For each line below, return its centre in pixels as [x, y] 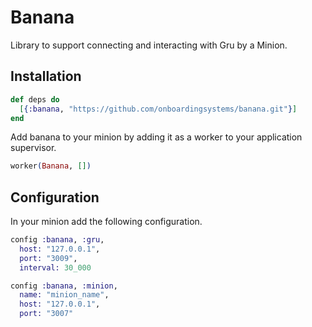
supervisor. [33, 148]
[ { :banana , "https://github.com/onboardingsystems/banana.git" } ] [158, 109]
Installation [46, 76]
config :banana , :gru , [57, 240]
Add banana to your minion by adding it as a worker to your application [156, 137]
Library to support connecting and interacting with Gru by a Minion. [149, 45]
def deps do [35, 99]
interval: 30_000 [55, 267]
